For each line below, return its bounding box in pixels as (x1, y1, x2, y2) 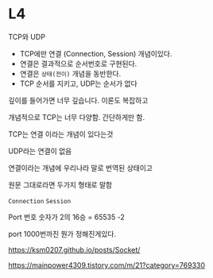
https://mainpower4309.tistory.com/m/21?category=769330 (8, 260, 205, 270)
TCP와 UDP (8, 32, 46, 41)
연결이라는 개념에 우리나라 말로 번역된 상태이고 (8, 163, 153, 172)
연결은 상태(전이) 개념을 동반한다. (19, 68, 122, 78)
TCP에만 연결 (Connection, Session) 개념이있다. (19, 48, 172, 58)
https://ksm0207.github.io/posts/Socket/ (8, 245, 141, 254)
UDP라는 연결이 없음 (8, 146, 72, 156)
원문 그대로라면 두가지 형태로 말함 (8, 180, 113, 189)
